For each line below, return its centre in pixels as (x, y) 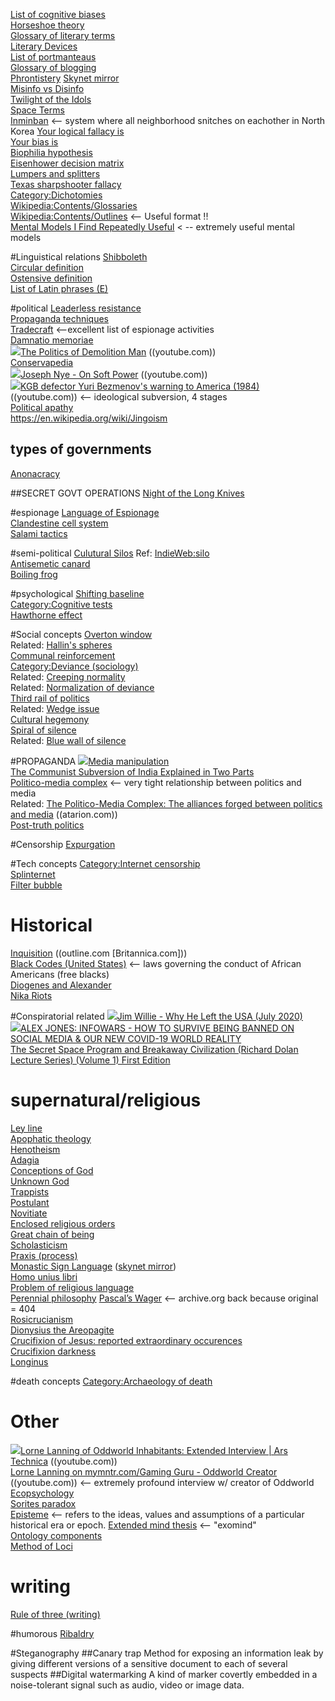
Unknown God (40, 1181)
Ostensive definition (51, 278)
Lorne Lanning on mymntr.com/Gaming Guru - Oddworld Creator (144, 1471)
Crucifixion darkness (53, 1351)
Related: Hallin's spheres (61, 645)
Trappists (30, 1191)
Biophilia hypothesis (51, 152)
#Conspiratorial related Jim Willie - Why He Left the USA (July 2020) (156, 1016)
